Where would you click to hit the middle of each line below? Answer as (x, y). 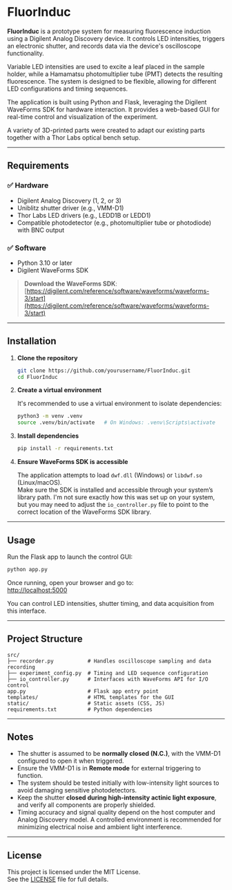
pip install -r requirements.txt (65, 449)
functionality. (26, 53)
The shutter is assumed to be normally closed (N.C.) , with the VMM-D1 (119, 754)
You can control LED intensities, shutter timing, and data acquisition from (111, 603)
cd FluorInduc (37, 377)
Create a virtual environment (59, 390)
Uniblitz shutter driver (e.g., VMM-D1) (70, 207)
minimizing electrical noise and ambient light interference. (99, 827)
